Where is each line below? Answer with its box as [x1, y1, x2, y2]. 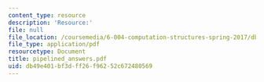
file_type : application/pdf [8, 41, 101, 48]
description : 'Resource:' [8, 19, 93, 27]
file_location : [8, 33, 58, 41]
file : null [8, 26, 44, 34]
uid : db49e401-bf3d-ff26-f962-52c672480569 [8, 62, 153, 70]
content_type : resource [8, 11, 86, 20]
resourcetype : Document [8, 48, 86, 55]
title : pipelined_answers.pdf [8, 55, 108, 63]
